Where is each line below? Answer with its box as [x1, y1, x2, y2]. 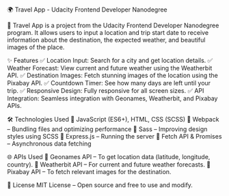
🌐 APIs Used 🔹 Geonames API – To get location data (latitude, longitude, [7, 153, 211, 160]
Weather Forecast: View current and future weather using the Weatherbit [7, 64, 213, 72]
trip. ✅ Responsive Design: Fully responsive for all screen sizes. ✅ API [7, 87, 204, 94]
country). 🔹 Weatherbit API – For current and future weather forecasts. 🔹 [7, 160, 211, 169]
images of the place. [7, 43, 65, 51]
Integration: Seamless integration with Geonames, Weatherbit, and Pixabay [7, 94, 218, 102]
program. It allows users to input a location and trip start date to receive [7, 29, 209, 36]
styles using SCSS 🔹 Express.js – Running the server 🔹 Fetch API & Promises [7, 132, 222, 140]
